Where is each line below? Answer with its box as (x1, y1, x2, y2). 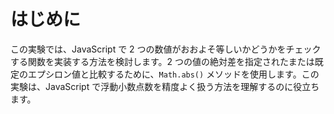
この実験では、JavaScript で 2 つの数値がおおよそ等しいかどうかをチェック (10, 43, 322, 55)
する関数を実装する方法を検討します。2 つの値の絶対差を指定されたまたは (10, 55, 315, 67)
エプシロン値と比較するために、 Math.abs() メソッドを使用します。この (27, 68, 320, 80)
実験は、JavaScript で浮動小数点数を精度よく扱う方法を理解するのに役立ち (10, 80, 320, 92)
